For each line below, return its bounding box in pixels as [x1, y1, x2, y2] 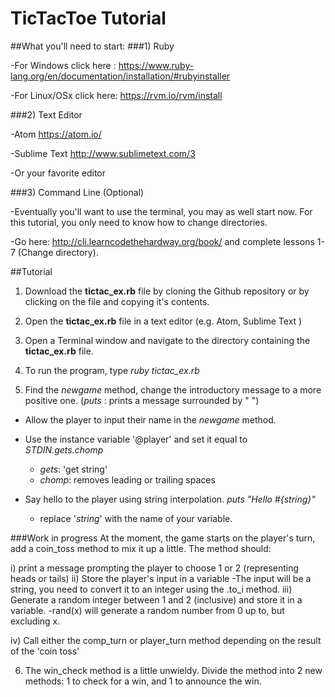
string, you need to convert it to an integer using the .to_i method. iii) [10, 583, 293, 595]
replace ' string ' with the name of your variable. [39, 512, 233, 524]
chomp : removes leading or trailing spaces [39, 473, 216, 486]
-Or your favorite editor [10, 167, 107, 179]
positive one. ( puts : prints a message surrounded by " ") [24, 394, 260, 406]
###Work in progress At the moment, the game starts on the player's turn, [10, 532, 316, 544]
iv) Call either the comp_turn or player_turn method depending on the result [10, 634, 322, 646]
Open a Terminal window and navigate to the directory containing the [24, 334, 311, 346]
